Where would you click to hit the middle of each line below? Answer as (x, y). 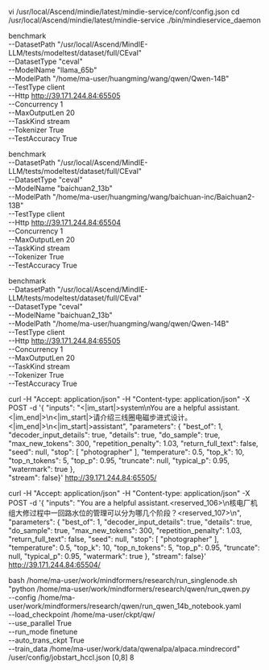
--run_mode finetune (43, 632)
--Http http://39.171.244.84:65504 (65, 222)
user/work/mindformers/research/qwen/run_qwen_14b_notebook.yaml (125, 606)
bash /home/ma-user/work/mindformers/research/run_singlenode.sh (123, 580)
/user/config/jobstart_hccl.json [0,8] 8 (71, 657)
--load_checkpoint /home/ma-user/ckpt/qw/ (82, 614)
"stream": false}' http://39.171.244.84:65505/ (83, 478)
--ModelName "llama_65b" (53, 70)
